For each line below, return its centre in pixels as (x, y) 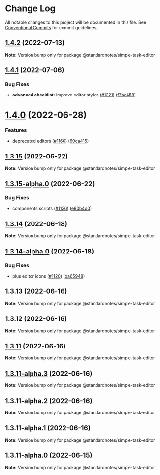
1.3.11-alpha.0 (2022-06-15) (49, 456)
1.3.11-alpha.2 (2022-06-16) (49, 401)
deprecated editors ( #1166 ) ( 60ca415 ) (50, 141)
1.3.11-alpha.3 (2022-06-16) (49, 373)
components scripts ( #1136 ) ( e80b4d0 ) (52, 208)
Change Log (30, 9)
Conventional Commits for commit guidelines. (51, 27)
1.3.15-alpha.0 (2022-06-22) (50, 184)
